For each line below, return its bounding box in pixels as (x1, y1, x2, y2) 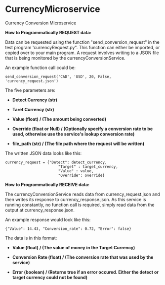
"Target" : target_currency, (58, 164, 119, 169)
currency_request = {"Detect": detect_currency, (5, 160, 107, 165)
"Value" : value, (58, 168, 94, 173)
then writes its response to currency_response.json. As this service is (5, 196, 146, 202)
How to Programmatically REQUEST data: (5, 29, 92, 35)
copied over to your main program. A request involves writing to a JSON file (5, 50, 159, 56)
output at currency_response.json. (5, 207, 75, 213)
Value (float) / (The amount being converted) (12, 116, 107, 122)
